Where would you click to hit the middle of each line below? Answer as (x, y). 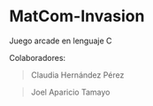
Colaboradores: (38, 57)
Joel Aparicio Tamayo (70, 92)
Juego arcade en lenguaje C (61, 41)
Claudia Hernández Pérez (77, 75)
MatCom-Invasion (77, 16)
